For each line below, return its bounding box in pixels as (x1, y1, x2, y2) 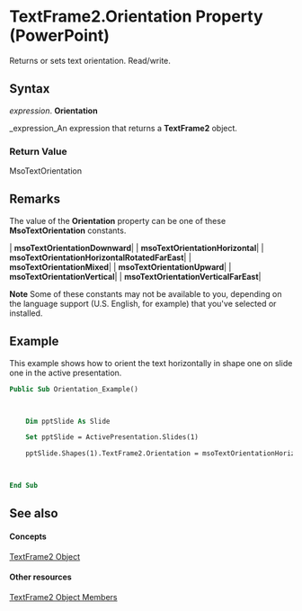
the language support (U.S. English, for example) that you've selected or (9, 298, 277, 309)
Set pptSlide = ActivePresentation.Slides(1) (25, 433, 200, 442)
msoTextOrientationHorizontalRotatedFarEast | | (9, 252, 191, 263)
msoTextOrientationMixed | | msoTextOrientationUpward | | (9, 261, 232, 272)
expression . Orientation (9, 105, 98, 116)
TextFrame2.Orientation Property (9, 6, 263, 27)
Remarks (9, 192, 61, 207)
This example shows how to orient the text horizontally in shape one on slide (9, 357, 293, 368)
